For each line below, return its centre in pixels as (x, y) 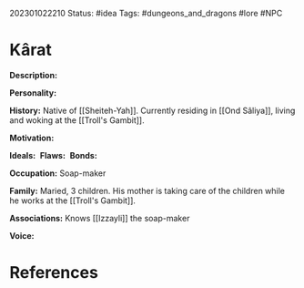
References (54, 273)
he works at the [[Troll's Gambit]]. (73, 201)
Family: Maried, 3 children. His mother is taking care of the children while (147, 190)
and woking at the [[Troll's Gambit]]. (77, 120)
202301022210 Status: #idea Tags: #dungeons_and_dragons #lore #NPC (146, 13)
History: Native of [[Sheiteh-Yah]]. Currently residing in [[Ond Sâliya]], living (152, 110)
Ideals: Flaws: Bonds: (53, 155)
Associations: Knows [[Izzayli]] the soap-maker (100, 218)
